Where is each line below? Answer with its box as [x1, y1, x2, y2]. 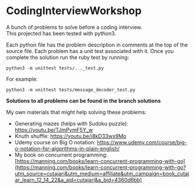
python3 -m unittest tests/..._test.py [6, 65, 104, 71]
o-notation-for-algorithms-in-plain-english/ [14, 145, 120, 152]
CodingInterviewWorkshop [6, 4, 142, 18]
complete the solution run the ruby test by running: [6, 54, 130, 61]
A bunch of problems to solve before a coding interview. [6, 24, 143, 31]
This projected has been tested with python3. [6, 29, 117, 37]
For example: [6, 75, 38, 82]
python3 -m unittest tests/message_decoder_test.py [6, 87, 135, 92]
